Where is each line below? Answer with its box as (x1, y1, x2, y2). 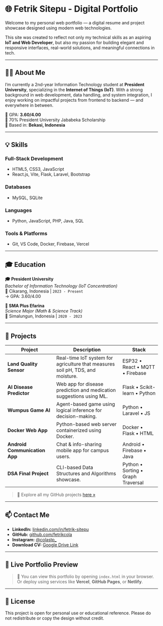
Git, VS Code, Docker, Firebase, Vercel (12, 241, 90, 247)
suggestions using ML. (56, 393, 108, 400)
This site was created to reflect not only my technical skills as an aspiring (5, 34, 151, 40)
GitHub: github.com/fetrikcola (12, 532, 72, 537)
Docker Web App (7, 427, 48, 434)
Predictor (7, 389, 30, 396)
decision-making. (56, 413, 97, 420)
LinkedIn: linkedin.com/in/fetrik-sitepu (12, 526, 89, 532)
